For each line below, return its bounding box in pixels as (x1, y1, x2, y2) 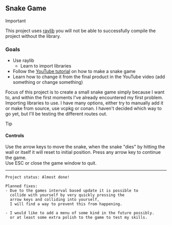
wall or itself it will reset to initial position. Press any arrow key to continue (5, 149, 161, 155)
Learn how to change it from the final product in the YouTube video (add (12, 74, 165, 80)
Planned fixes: (5, 184, 38, 189)
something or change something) (12, 79, 83, 85)
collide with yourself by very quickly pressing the (10, 193, 125, 198)
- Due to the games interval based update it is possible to (5, 188, 139, 193)
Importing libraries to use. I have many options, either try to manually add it (5, 100, 164, 106)
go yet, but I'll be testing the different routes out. (5, 111, 107, 117)
